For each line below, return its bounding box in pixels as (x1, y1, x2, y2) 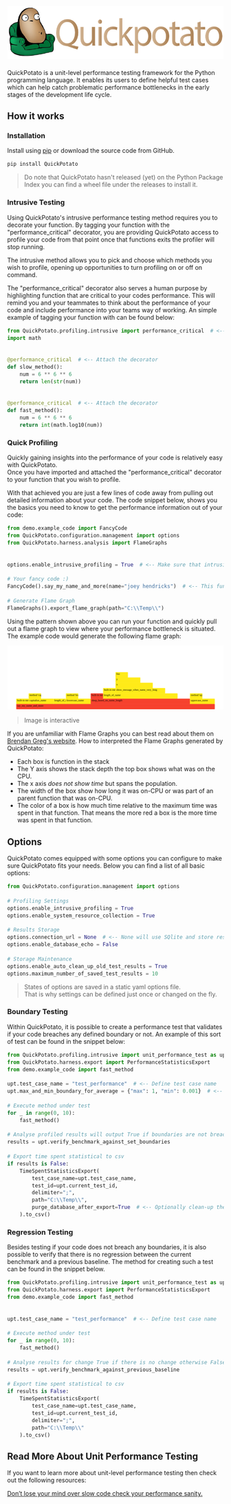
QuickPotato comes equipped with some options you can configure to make (7, 855, 222, 863)
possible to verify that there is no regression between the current (7, 1250, 192, 1258)
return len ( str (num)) (19, 378, 81, 385)
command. (7, 270, 38, 279)
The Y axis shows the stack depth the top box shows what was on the (16, 765, 215, 773)
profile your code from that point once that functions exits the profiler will (7, 235, 215, 244)
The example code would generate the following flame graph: (7, 632, 181, 640)
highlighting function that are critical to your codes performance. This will (7, 291, 215, 299)
